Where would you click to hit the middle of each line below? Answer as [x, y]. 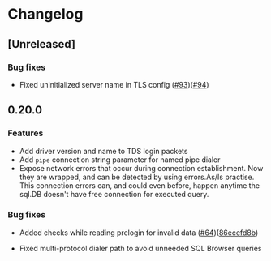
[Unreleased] [42, 44]
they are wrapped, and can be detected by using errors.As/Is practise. [137, 177]
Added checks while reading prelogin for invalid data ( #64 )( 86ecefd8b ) [139, 233]
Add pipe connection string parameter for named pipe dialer [120, 160]
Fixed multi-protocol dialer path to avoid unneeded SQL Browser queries [140, 248]
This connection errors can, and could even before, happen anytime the [140, 185]
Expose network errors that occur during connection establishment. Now [141, 168]
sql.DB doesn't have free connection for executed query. [114, 194]
